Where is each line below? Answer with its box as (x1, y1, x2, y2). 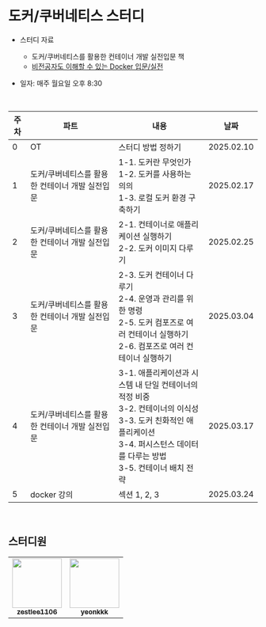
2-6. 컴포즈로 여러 (118, 340, 184, 351)
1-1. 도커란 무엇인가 (118, 156, 192, 167)
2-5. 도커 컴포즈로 (118, 317, 184, 328)
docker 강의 (30, 488, 74, 500)
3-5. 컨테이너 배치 (118, 462, 184, 473)
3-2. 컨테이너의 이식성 (118, 403, 199, 414)
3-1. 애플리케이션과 (118, 367, 190, 378)
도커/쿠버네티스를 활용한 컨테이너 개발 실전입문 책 (31, 51, 184, 61)
